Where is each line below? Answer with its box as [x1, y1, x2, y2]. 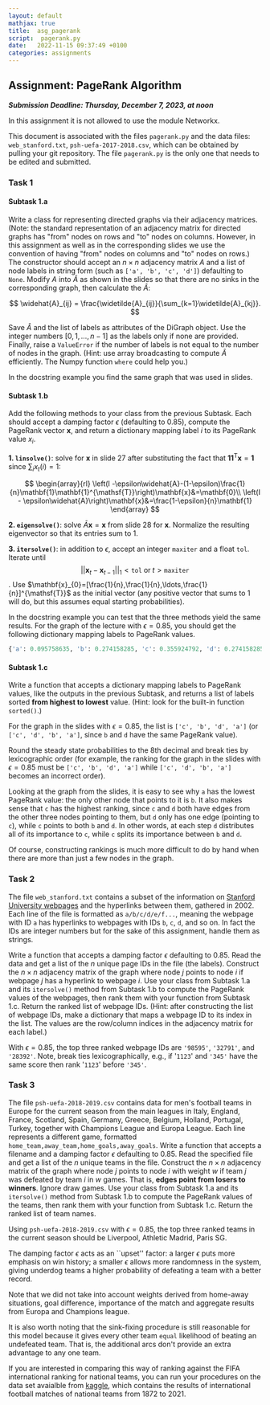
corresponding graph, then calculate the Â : [8, 283, 151, 292]
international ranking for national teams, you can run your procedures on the [8, 1371, 261, 1382]
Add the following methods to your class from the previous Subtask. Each [8, 409, 252, 419]
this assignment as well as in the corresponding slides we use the [8, 240, 226, 250]
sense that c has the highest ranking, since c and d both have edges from [8, 804, 251, 814]
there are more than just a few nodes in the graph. [8, 853, 174, 864]
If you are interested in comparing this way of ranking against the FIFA [8, 1363, 241, 1373]
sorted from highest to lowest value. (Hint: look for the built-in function [8, 697, 245, 707]
